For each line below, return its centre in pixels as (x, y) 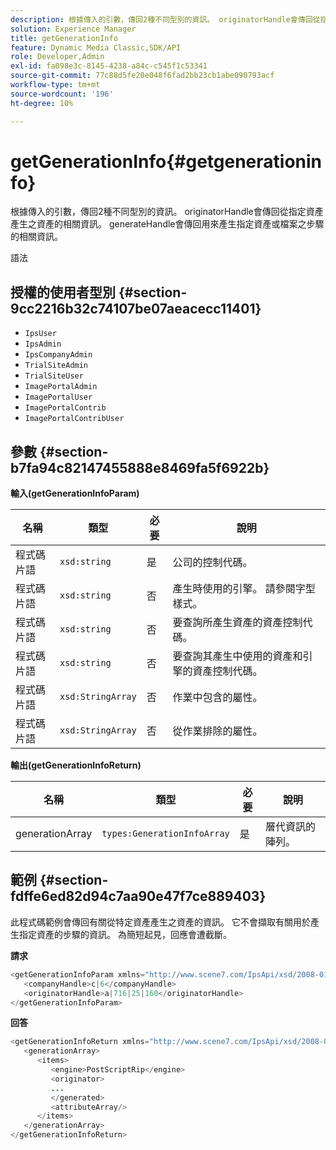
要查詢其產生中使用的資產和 (237, 656)
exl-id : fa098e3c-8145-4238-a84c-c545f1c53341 (109, 66)
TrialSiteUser (54, 376)
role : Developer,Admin (57, 57)
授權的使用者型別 (63, 292)
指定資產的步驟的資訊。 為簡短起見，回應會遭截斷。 (125, 934)
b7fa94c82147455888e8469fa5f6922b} (140, 467)
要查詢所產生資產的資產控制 (237, 623)
